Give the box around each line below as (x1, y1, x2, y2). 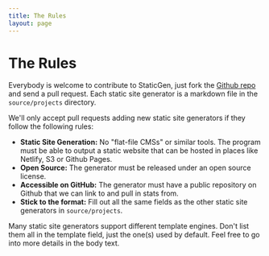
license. (19, 171, 47, 181)
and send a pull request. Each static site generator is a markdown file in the (8, 89, 259, 99)
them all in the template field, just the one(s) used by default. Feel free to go (8, 230, 260, 240)
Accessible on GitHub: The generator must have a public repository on (19, 180, 257, 190)
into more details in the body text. (8, 238, 120, 248)
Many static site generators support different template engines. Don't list (8, 221, 250, 231)
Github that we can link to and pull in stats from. (19, 188, 179, 198)
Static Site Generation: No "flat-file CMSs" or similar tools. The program (19, 138, 261, 147)
